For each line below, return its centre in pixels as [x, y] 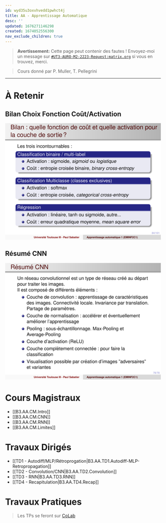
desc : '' [14, 21]
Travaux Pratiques [43, 502]
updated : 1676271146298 [30, 26]
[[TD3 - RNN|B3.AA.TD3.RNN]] [44, 477]
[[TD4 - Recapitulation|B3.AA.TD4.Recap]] [55, 482]
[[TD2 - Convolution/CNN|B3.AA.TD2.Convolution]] [64, 471]
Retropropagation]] [32, 466]
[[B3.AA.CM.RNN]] [31, 422]
